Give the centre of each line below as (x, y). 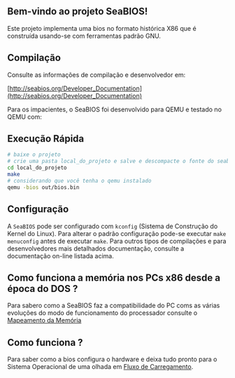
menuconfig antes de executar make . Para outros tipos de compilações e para (117, 241)
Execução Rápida (46, 139)
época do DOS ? (43, 289)
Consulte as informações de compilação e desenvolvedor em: (97, 75)
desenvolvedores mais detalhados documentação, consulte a (96, 248)
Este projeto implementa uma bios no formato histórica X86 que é (102, 28)
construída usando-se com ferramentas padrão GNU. (84, 36)
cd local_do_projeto (37, 168)
